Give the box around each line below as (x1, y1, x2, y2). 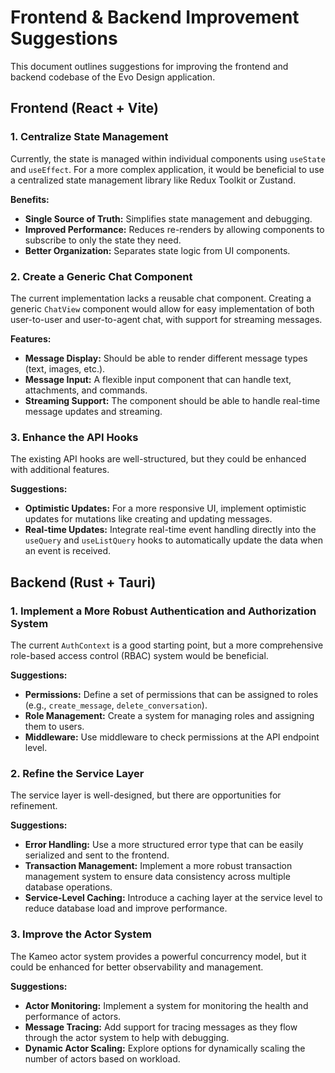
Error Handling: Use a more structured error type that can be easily (24, 839, 304, 851)
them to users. (24, 720, 85, 732)
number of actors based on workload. (24, 1052, 181, 1065)
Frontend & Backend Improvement (10, 6, 300, 29)
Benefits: (10, 193, 50, 205)
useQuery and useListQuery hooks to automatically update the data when (24, 534, 323, 546)
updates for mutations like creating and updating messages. (24, 513, 273, 525)
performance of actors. (24, 1010, 122, 1022)
